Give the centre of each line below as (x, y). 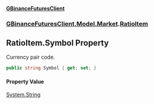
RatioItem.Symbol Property (57, 42)
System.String (23, 94)
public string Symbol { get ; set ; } (51, 68)
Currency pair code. (31, 57)
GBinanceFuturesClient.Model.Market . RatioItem (77, 24)
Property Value (25, 81)
